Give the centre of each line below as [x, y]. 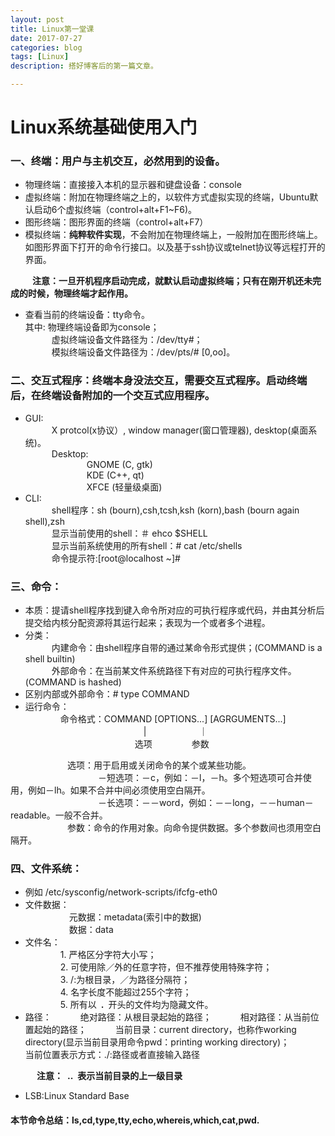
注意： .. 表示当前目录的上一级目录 [109, 1076]
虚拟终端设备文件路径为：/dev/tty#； [127, 340]
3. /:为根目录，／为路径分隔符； [125, 980]
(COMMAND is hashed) [73, 682]
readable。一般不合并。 [59, 815]
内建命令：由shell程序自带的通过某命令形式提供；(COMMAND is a [187, 648]
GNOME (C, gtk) [119, 464]
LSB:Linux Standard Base [77, 1096]
